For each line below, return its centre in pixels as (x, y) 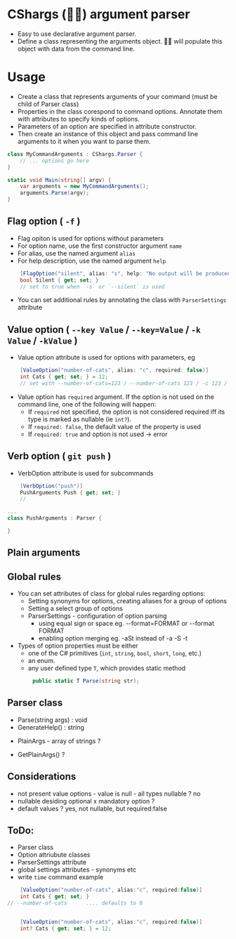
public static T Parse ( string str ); (86, 681)
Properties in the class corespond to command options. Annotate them (120, 111)
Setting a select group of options (75, 609)
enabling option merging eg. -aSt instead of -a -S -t (113, 638)
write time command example (60, 877)
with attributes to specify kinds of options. (79, 119)
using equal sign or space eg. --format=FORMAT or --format (126, 624)
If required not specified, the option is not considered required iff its (126, 412)
